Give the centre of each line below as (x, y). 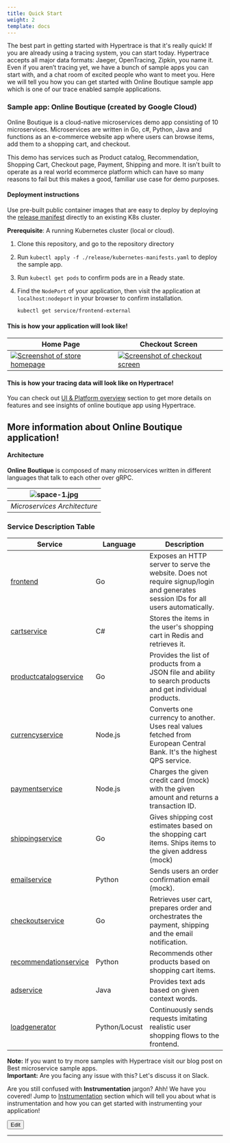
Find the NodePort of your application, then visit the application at (108, 291)
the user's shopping (182, 627)
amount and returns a (184, 798)
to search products (180, 681)
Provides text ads (177, 982)
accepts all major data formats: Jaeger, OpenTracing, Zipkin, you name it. (110, 60)
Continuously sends (181, 1010)
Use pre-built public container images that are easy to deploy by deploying (113, 210)
